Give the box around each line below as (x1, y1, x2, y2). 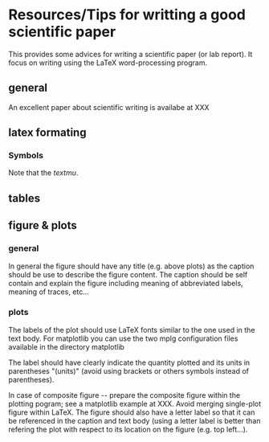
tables (8, 191, 41, 205)
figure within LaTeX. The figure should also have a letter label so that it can (8, 407, 255, 417)
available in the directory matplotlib (8, 342, 124, 351)
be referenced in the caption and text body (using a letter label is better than (8, 415, 261, 425)
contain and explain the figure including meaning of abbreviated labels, (8, 278, 243, 288)
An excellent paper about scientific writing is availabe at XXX (8, 102, 210, 112)
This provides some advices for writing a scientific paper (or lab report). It (8, 49, 253, 59)
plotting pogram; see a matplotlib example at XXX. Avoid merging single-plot (8, 399, 262, 408)
